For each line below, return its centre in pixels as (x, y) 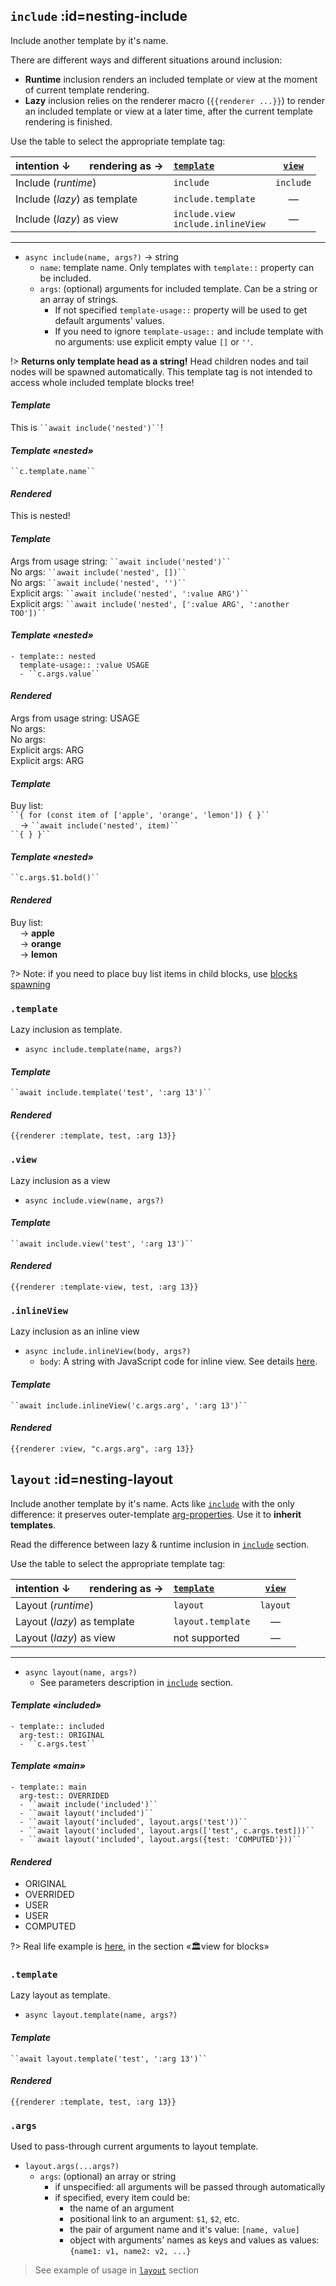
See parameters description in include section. (136, 1682)
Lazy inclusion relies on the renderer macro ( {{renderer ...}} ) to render (175, 100)
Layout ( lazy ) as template (75, 1621)
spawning (30, 984)
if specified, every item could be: (122, 2198)
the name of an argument (122, 2208)
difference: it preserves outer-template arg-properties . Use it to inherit (156, 1514)
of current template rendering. (87, 90)
